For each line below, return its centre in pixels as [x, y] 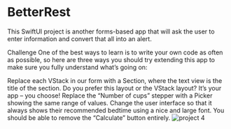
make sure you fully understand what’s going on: [77, 67]
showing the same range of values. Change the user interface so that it [110, 103]
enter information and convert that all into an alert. [79, 38]
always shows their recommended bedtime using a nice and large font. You [116, 110]
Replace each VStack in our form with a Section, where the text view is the [115, 80]
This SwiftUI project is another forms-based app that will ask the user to [111, 31]
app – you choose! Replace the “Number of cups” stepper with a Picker [110, 96]
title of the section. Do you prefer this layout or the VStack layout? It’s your [114, 88]
